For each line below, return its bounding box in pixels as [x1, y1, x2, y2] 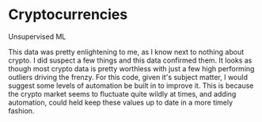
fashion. [8, 105, 35, 116]
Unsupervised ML [8, 32, 66, 41]
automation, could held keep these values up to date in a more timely [8, 97, 234, 107]
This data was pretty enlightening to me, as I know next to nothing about [8, 47, 244, 56]
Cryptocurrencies [8, 6, 128, 24]
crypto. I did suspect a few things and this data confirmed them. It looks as [8, 55, 253, 65]
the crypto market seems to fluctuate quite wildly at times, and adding [8, 89, 237, 98]
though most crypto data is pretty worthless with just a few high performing [8, 63, 255, 73]
